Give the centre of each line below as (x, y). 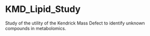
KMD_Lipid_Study (43, 9)
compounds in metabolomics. (36, 28)
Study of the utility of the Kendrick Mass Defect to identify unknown (75, 23)
